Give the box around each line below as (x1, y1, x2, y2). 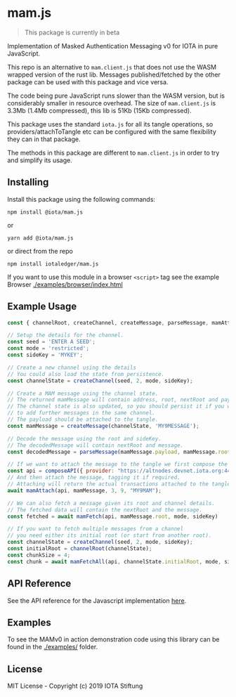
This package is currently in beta (24, 28, 120, 37)
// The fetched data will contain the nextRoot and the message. (7, 506, 202, 514)
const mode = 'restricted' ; (7, 345, 90, 352)
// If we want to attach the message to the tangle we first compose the (7, 461, 228, 468)
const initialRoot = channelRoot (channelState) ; (7, 545, 152, 552)
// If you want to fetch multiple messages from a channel (7, 526, 184, 533)
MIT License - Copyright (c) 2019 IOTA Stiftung (7, 682, 143, 690)
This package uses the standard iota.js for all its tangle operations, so (7, 119, 214, 128)
